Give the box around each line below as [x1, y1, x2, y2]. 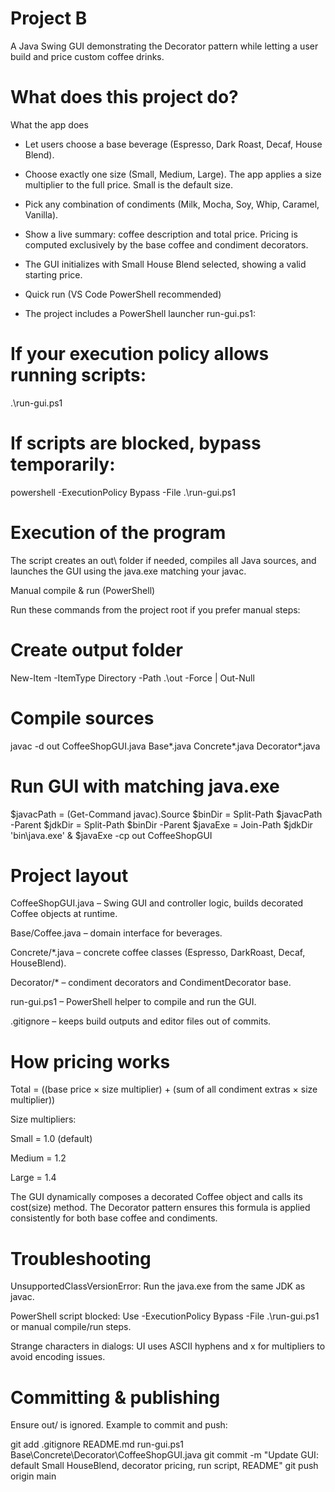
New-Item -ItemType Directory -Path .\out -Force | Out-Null [10, 672, 255, 684]
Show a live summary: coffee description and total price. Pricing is [24, 228, 298, 240]
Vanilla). [24, 208, 59, 221]
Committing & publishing [10, 1386, 221, 1409]
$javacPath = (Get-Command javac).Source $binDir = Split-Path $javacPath [10, 808, 323, 820]
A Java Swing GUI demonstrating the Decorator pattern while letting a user [10, 40, 319, 52]
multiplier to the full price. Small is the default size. [24, 178, 233, 191]
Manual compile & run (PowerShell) [10, 584, 156, 596]
